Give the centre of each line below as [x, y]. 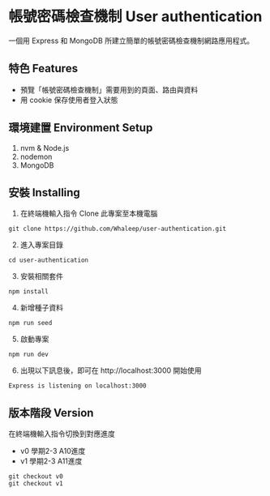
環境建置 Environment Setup [81, 128]
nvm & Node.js [45, 148]
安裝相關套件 [41, 276]
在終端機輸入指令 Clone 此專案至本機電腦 [89, 214]
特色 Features [43, 68]
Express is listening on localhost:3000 [78, 386]
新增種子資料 [41, 308]
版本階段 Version [51, 413]
